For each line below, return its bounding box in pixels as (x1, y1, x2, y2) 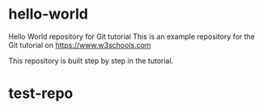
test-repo (8, 84, 74, 103)
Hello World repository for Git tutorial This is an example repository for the (8, 32, 256, 41)
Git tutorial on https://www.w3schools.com (8, 40, 151, 49)
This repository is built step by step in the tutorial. (8, 56, 174, 66)
